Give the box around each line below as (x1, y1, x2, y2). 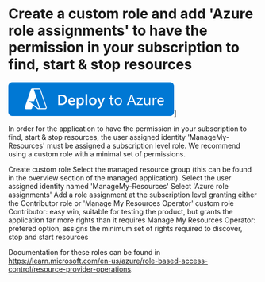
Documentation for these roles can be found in (8, 247, 161, 257)
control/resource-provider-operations (8, 264, 132, 274)
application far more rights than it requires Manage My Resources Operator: (8, 215, 256, 225)
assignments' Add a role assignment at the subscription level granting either (8, 190, 257, 199)
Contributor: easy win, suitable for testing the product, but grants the (8, 207, 233, 216)
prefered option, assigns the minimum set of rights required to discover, (8, 223, 243, 233)
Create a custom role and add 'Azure (8, 5, 254, 23)
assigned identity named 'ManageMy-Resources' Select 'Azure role (8, 181, 229, 191)
